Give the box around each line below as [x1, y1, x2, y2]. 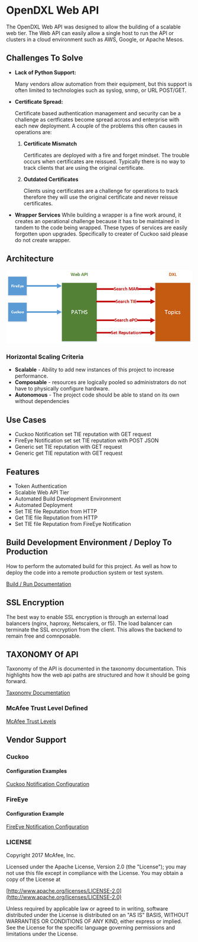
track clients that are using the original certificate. [23, 164, 145, 171]
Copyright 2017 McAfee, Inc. [6, 851, 76, 858]
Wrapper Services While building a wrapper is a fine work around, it [14, 211, 181, 218]
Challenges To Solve [6, 53, 83, 63]
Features [6, 467, 40, 477]
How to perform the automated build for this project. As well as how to [6, 562, 177, 570]
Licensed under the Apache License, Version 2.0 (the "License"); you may [6, 863, 187, 870]
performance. [14, 372, 48, 380]
